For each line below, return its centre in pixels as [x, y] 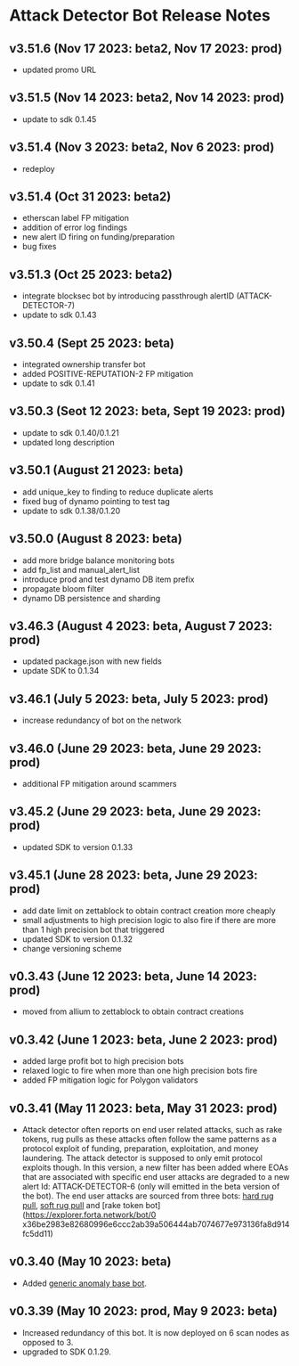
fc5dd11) [37, 1234]
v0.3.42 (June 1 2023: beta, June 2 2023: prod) [144, 1039]
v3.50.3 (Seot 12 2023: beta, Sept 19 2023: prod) [148, 411]
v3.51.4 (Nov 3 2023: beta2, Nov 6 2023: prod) [142, 147]
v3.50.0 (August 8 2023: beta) [96, 539]
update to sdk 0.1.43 [59, 315]
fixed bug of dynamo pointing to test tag [96, 501]
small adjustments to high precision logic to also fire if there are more [149, 920]
